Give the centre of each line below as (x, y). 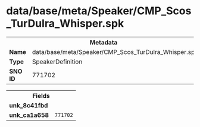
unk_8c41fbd (29, 105)
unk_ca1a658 (29, 115)
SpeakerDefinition (57, 62)
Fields (41, 96)
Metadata (104, 42)
